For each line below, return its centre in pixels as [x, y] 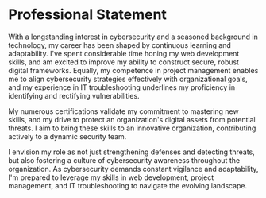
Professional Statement [87, 15]
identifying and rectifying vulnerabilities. [74, 95]
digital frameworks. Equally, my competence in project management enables [133, 70]
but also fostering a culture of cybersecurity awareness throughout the [124, 160]
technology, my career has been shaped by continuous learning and [120, 45]
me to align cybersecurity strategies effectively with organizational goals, [128, 79]
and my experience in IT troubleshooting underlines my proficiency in [122, 87]
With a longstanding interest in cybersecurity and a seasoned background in [133, 37]
